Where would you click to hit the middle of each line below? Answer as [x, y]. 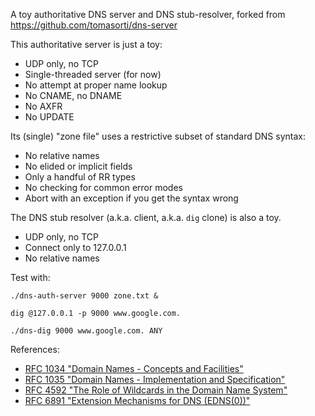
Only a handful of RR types [80, 177]
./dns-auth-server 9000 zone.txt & [84, 296]
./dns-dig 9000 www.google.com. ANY [86, 331]
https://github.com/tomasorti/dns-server [94, 25]
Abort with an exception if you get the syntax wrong [131, 198]
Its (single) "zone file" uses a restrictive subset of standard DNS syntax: [158, 136]
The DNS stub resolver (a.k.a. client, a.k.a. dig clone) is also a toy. [146, 217]
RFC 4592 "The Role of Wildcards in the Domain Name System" [156, 390]
